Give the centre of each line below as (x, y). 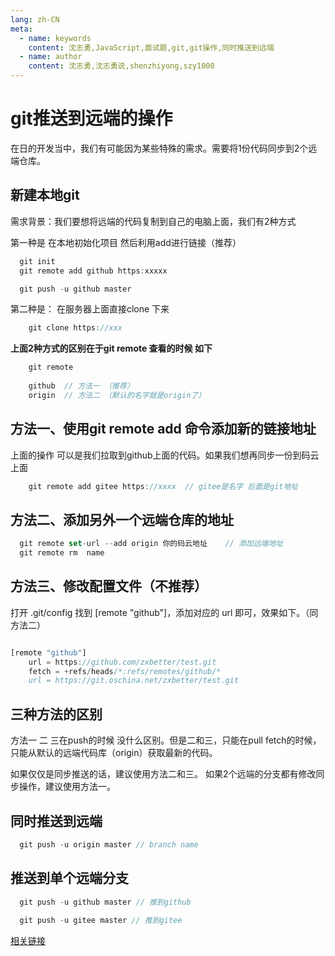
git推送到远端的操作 (91, 118)
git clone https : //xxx (75, 328)
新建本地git (45, 195)
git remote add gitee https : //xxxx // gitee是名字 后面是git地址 (163, 486)
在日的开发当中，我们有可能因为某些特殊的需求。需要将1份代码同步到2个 (159, 148)
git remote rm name (62, 553)
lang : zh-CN (35, 19)
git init (37, 261)
